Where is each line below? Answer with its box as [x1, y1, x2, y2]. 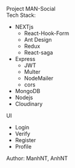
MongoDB [15, 88, 41, 94]
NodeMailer [24, 75, 53, 82]
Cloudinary [15, 100, 43, 108]
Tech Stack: [6, 11, 36, 19]
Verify [15, 130, 30, 137]
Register [15, 137, 36, 144]
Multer [24, 68, 41, 75]
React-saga [24, 49, 53, 56]
